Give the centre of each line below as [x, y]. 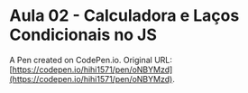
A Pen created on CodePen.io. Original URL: [91, 60]
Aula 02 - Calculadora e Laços [124, 16]
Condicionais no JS [83, 35]
